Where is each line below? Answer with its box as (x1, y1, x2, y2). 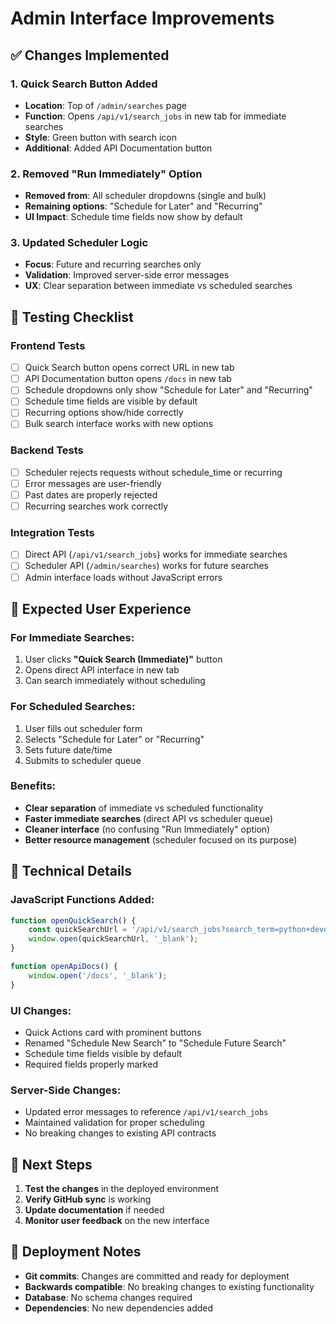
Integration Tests (10, 526, 95, 539)
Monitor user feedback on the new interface (24, 1215, 210, 1227)
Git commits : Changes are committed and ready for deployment (24, 1270, 290, 1282)
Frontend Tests (10, 338, 86, 352)
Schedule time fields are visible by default (24, 395, 198, 407)
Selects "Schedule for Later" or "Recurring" (24, 733, 205, 745)
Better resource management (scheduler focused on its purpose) (24, 833, 298, 846)
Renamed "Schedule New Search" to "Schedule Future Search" (24, 1037, 287, 1049)
